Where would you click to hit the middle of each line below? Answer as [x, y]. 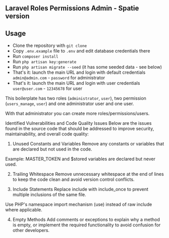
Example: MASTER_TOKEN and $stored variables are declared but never [80, 159]
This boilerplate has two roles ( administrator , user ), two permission [76, 99]
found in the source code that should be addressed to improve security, [80, 129]
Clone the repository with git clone [50, 45]
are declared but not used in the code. [52, 149]
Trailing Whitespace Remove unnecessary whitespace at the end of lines [88, 174]
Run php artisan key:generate [44, 62]
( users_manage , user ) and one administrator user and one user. [70, 104]
